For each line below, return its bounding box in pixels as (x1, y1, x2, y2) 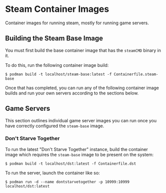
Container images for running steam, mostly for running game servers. (5, 20, 149, 26)
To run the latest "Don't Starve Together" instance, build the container (5, 146, 148, 152)
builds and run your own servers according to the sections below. (5, 90, 139, 96)
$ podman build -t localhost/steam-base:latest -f (5, 72, 112, 77)
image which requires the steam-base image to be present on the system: (5, 151, 154, 157)
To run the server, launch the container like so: (5, 170, 100, 176)
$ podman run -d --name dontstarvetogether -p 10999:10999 (5, 179, 130, 184)
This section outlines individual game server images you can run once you (5, 117, 157, 123)
